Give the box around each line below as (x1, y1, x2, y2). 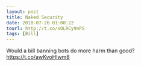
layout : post (6, 8, 39, 15)
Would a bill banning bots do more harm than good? (6, 47, 135, 54)
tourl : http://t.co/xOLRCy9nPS (6, 25, 85, 32)
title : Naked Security (6, 14, 63, 20)
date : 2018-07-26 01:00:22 (6, 20, 74, 26)
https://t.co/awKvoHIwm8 (6, 54, 70, 61)
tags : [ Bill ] (6, 31, 39, 37)
